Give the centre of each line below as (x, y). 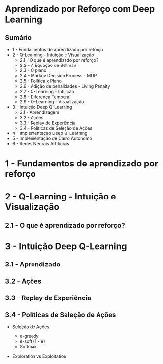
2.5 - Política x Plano (40, 81)
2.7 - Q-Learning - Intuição (47, 91)
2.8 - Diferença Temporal (45, 97)
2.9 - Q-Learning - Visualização (52, 102)
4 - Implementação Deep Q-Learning (50, 133)
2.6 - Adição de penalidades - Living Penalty (65, 86)
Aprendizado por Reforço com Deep (80, 9)
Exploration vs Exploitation (39, 356)
